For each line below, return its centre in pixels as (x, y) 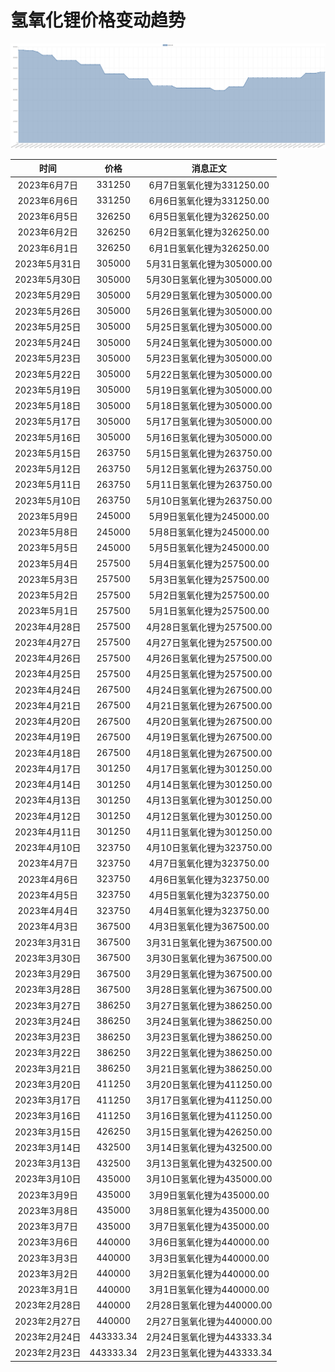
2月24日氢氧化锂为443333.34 (209, 1337)
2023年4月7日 (47, 863)
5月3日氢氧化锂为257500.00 (209, 579)
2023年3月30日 (48, 958)
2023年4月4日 (47, 911)
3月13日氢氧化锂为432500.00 (209, 1163)
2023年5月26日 (48, 311)
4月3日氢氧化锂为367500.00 (209, 927)
